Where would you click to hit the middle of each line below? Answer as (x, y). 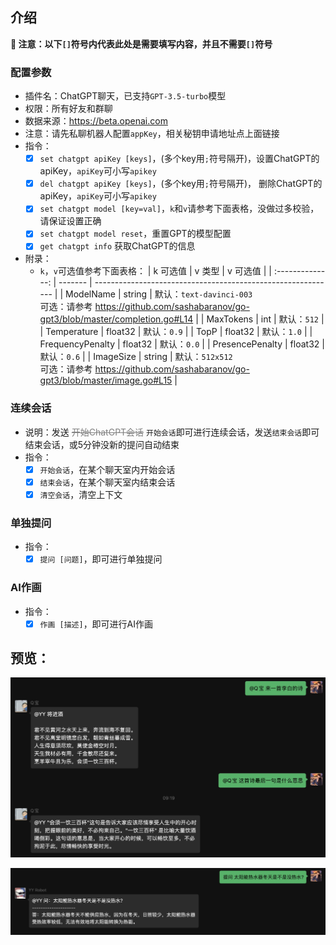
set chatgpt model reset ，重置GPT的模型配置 (135, 234)
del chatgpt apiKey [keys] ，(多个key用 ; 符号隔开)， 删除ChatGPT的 (181, 184)
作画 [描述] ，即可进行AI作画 (96, 624)
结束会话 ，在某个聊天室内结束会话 (107, 482)
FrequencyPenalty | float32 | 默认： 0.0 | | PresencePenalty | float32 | (182, 344)
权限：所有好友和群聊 (68, 109)
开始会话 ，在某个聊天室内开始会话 (107, 469)
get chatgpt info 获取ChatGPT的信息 (117, 246)
